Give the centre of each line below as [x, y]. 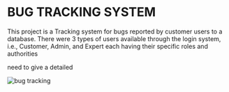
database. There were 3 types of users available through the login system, [114, 38]
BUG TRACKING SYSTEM [81, 12]
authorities [23, 54]
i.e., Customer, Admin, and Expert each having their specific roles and [108, 46]
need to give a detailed [40, 67]
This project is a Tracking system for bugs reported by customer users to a [115, 31]
